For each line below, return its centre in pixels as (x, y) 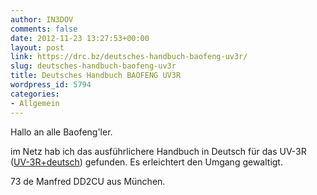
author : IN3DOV (42, 19)
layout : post (37, 47)
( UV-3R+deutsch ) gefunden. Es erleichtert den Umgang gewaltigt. (146, 162)
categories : (35, 94)
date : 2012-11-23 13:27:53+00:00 (80, 38)
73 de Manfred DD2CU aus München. (88, 181)
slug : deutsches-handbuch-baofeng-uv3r (93, 66)
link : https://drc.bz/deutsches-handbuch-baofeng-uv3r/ (129, 57)
